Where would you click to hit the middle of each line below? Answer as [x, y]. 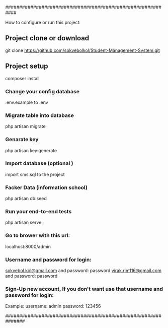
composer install [22, 78]
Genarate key [22, 140]
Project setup [27, 66]
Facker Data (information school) [47, 187]
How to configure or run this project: [43, 22]
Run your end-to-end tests [38, 212]
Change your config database [42, 91]
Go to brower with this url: [38, 235]
